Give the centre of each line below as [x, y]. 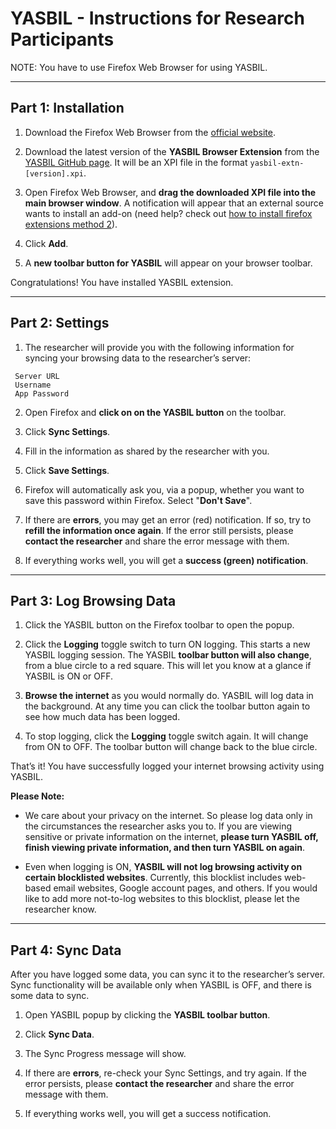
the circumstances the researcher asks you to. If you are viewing [158, 826]
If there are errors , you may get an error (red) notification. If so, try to [168, 519]
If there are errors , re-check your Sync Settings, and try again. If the [165, 1073]
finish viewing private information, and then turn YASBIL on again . [164, 848]
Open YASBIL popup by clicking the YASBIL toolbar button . [147, 1015]
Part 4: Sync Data [66, 950]
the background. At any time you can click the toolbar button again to [167, 706]
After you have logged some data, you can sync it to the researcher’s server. [168, 974]
